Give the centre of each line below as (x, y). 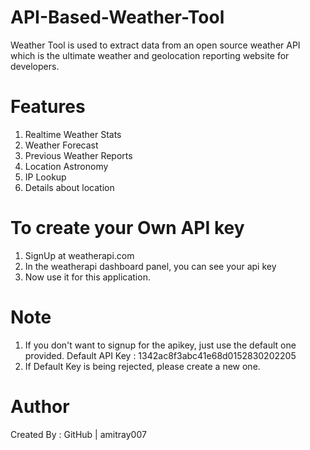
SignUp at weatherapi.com (79, 255)
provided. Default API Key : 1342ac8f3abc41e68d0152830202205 (160, 355)
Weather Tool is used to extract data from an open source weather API (155, 45)
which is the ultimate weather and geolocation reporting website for (150, 55)
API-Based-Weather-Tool (117, 17)
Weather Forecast (61, 145)
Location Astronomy (66, 166)
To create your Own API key (127, 228)
